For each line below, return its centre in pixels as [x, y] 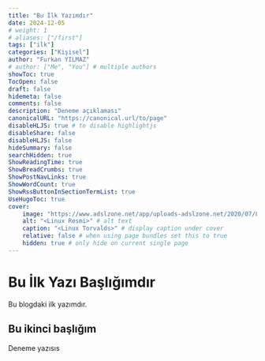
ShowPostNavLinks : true [47, 177]
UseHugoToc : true [37, 199]
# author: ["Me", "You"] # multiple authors [82, 67]
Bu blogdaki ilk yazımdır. [48, 304]
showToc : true [32, 74]
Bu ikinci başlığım [52, 329]
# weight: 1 [28, 30]
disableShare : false [42, 133]
